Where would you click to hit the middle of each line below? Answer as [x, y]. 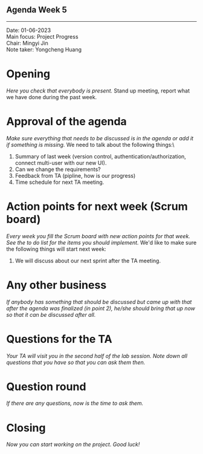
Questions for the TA [60, 339]
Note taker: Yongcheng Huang [44, 49]
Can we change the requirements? [58, 169]
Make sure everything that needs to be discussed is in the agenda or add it [100, 138]
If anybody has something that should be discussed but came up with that [99, 302]
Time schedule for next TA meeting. [60, 182]
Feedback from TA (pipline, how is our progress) [75, 175]
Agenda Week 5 [37, 10]
